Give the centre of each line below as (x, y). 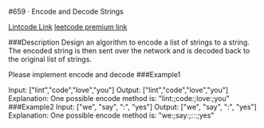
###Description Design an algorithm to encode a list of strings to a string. (129, 42)
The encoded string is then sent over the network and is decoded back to (129, 50)
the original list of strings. (50, 59)
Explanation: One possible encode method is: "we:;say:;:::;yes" (111, 115)
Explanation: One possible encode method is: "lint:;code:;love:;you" (119, 98)
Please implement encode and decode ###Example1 (95, 74)
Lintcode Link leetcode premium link (68, 27)
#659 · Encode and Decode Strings (66, 12)
